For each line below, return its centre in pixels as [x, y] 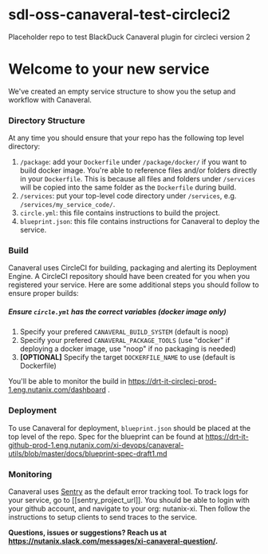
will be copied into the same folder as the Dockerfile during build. [128, 187]
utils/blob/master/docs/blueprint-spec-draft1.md [88, 453]
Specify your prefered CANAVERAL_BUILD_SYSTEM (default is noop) [124, 332]
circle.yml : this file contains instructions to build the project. [120, 213]
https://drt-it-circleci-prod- [172, 381]
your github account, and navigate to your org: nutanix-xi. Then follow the [129, 508]
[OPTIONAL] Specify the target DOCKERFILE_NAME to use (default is [127, 357]
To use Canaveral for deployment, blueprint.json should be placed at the [130, 428]
